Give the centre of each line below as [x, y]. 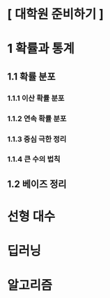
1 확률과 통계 [41, 49]
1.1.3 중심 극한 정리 [37, 139]
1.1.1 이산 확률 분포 [36, 98]
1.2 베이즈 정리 [37, 184]
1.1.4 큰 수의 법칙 [34, 159]
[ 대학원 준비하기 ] [56, 14]
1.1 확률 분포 [31, 76]
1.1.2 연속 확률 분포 [37, 118]
